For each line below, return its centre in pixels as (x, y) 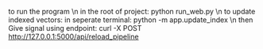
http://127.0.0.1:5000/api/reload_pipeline (73, 36)
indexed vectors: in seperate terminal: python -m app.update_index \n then (131, 20)
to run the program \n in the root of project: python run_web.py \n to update (132, 11)
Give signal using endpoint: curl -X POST (75, 28)
